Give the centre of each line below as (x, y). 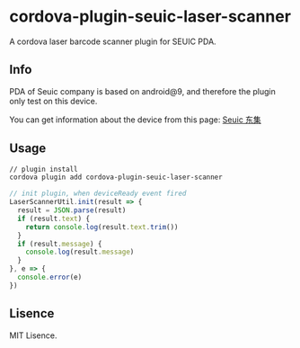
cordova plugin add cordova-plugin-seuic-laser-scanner (116, 177)
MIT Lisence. (33, 335)
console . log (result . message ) (80, 252)
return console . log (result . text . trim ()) (102, 227)
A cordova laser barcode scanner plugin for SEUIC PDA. (113, 41)
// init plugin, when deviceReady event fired (98, 194)
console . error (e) (50, 277)
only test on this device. (53, 101)
